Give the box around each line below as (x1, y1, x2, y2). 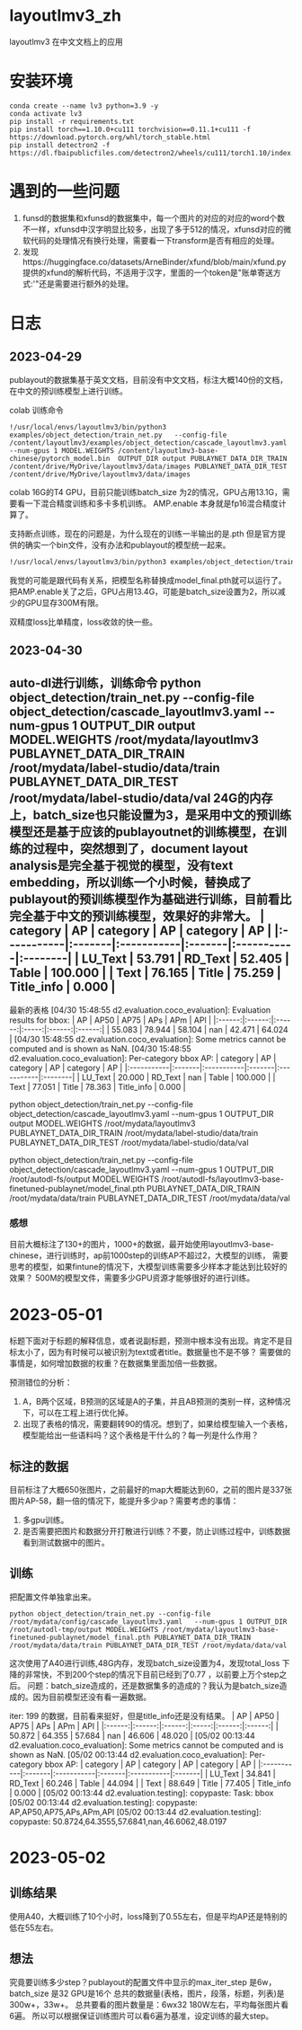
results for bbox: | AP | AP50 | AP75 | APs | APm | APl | (9, 1015, 212, 1025)
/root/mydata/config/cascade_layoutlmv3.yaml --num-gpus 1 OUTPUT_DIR (9, 1617, 288, 1627)
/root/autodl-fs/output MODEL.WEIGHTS (9, 1174, 160, 1184)
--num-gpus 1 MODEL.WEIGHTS (9, 446, 115, 455)
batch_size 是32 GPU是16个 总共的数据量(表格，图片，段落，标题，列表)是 (9, 1988, 285, 1999)
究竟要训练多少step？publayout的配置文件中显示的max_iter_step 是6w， (9, 1976, 277, 1987)
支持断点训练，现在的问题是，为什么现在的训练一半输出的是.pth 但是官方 (9, 527, 279, 539)
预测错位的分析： (9, 1377, 73, 1388)
